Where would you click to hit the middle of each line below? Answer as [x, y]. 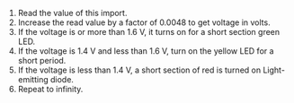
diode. [62, 79]
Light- [274, 70]
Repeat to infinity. [50, 89]
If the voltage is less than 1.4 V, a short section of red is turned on [139, 70]
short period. [42, 60]
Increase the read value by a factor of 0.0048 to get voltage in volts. [144, 22]
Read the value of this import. [72, 13]
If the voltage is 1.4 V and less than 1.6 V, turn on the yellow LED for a [146, 51]
